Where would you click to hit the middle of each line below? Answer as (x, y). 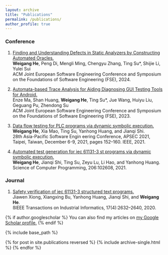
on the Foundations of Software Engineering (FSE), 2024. (72, 79)
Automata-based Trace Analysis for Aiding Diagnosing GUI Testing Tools (88, 89)
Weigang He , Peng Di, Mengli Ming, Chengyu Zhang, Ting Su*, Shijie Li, (86, 63)
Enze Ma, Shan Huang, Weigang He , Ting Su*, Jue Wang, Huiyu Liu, (83, 100)
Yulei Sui (22, 69)
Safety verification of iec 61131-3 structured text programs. (73, 192)
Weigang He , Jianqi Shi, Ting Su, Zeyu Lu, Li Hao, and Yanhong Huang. (86, 162)
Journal (15, 180)
